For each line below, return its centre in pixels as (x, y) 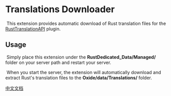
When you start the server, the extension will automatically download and (84, 72)
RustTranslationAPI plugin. (33, 28)
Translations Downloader (60, 9)
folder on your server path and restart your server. (58, 62)
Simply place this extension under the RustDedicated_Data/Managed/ (81, 57)
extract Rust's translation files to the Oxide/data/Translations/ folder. (79, 78)
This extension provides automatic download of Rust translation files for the (86, 23)
